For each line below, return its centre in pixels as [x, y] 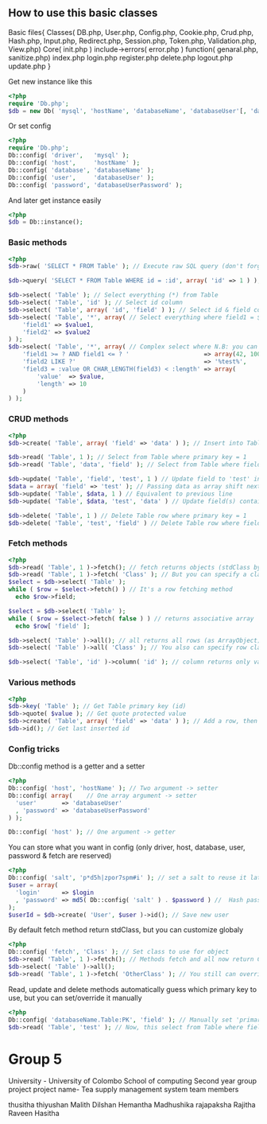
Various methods [42, 683]
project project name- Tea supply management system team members [124, 1090]
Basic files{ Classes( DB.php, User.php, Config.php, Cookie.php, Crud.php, [131, 32]
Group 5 [35, 1059]
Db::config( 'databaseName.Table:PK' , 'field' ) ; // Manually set [120, 1020]
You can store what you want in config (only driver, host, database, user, [127, 847]
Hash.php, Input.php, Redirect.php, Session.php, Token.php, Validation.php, [132, 41]
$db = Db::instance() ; [46, 222]
